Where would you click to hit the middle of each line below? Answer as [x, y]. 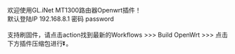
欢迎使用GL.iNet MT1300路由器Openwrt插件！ [74, 10]
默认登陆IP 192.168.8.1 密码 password [61, 19]
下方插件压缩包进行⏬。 [40, 43]
